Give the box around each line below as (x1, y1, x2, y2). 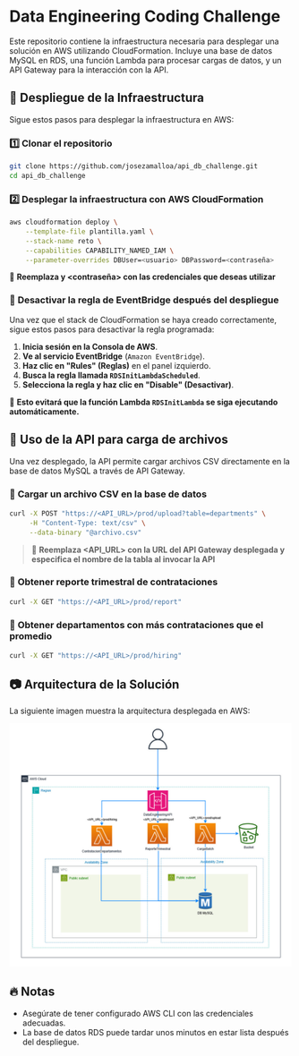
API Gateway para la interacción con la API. (9, 64, 169, 75)
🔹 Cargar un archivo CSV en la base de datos (9, 488, 208, 500)
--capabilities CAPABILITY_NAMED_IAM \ (25, 246, 175, 255)
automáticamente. (9, 405, 80, 417)
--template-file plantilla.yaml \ (25, 226, 154, 236)
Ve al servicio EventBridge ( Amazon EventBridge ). (21, 351, 206, 362)
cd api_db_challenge (9, 171, 87, 180)
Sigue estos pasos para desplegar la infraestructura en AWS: (9, 114, 235, 124)
